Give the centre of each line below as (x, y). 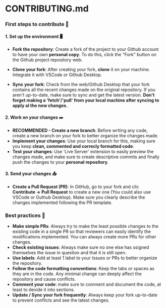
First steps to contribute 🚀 (37, 24)
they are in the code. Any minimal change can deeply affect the (77, 274)
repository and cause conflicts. (44, 279)
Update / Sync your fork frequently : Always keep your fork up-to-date (85, 295)
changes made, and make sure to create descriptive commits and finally (86, 157)
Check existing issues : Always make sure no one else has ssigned (81, 247)
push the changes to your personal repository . (60, 162)
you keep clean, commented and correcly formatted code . (73, 146)
